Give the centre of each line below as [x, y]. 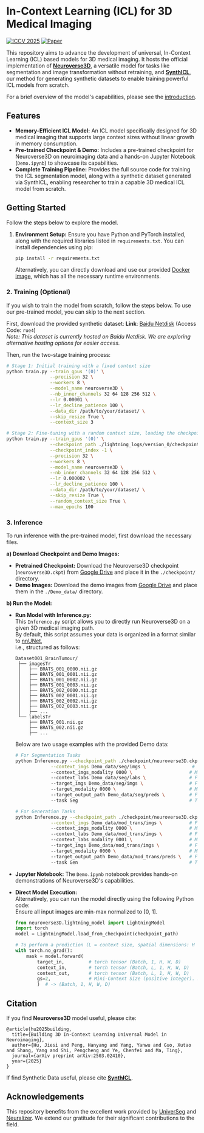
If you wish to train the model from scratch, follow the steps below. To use [99, 305]
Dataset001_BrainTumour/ [46, 658]
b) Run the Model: [29, 603]
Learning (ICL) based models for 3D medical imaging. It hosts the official [97, 59]
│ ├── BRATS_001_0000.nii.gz [57, 669]
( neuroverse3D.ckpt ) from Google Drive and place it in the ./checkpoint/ [105, 572]
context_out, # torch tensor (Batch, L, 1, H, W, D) [113, 973]
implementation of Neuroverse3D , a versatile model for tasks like [88, 66]
